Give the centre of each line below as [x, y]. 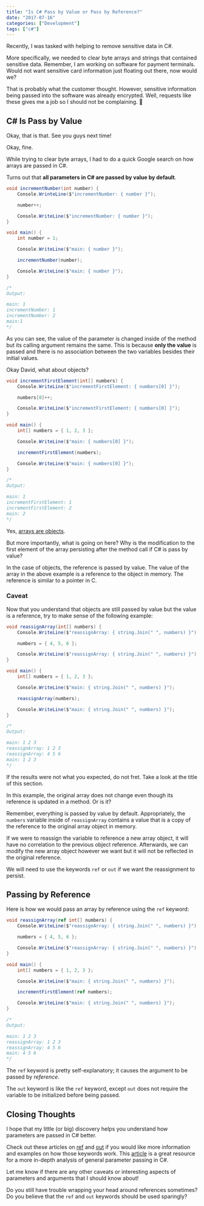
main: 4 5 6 [21, 1053]
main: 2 [16, 514]
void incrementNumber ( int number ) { [53, 189]
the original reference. [34, 857]
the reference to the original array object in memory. [72, 826]
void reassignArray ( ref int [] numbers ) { [59, 921]
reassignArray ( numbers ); [49, 698]
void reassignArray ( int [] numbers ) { [54, 627]
